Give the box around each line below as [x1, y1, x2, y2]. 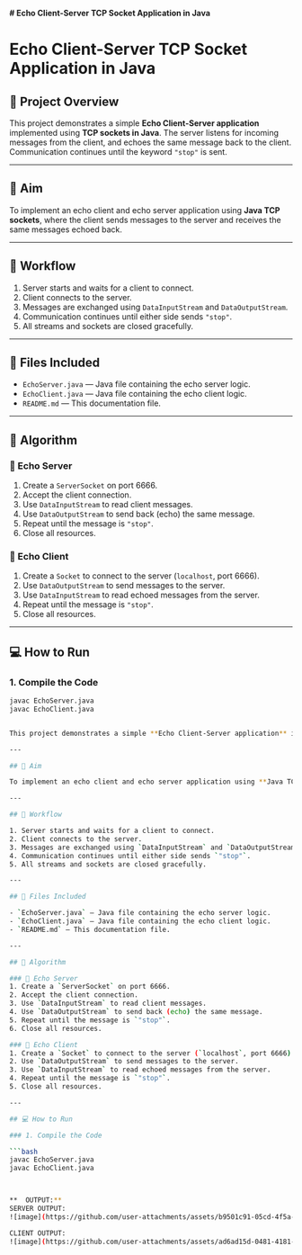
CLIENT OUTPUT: [9, 1228, 67, 1238]
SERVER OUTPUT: [9, 1205, 67, 1214]
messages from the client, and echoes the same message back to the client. [9, 137, 292, 148]
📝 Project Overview [9, 94, 120, 109]
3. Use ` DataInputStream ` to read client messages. [9, 999, 207, 1008]
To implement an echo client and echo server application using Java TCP [9, 204, 280, 215]
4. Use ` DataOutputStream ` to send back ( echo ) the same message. [9, 1008, 263, 1017]
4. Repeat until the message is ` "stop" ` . [9, 1074, 171, 1083]
